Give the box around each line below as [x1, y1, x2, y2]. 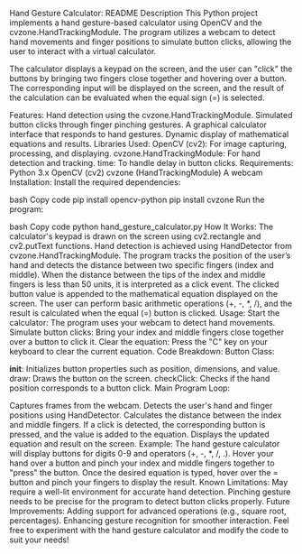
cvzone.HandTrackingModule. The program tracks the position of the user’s [9, 250, 291, 261]
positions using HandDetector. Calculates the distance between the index [9, 410, 282, 420]
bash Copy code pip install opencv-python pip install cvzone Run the [9, 194, 265, 205]
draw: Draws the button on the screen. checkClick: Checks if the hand [9, 374, 270, 383]
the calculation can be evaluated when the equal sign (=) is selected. [9, 92, 265, 103]
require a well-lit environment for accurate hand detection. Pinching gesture [9, 486, 291, 497]
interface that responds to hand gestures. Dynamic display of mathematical [9, 129, 289, 139]
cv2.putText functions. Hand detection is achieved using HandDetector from [9, 241, 293, 251]
